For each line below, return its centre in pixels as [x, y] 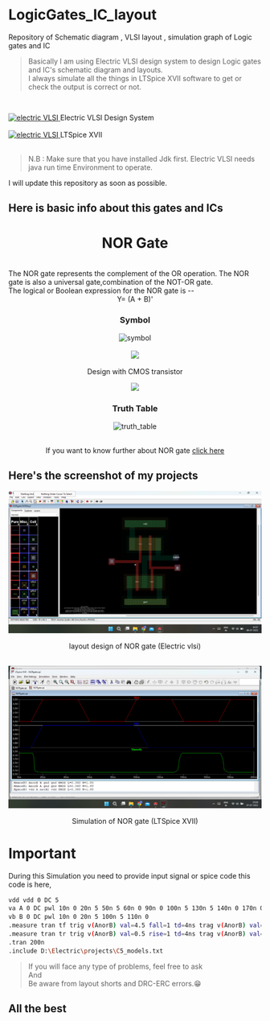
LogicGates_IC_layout [82, 15]
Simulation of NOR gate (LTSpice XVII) [135, 821]
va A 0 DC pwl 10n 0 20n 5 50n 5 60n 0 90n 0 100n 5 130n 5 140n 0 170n [133, 908]
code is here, [30, 884]
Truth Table [135, 409]
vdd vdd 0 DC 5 [34, 900]
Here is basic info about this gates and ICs [116, 208]
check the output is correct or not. [85, 87]
